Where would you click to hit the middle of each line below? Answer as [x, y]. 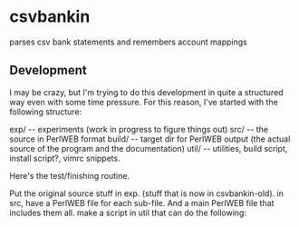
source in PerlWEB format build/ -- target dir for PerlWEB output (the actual [150, 139]
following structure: [46, 112]
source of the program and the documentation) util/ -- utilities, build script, [149, 148]
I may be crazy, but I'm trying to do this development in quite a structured [146, 92]
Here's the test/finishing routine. [69, 175]
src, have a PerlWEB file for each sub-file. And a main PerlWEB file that [142, 202]
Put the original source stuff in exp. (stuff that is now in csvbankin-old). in [146, 193]
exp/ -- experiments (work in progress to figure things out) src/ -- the [139, 129]
